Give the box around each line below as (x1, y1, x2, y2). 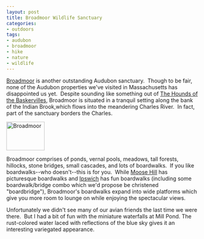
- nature (6, 54, 29, 61)
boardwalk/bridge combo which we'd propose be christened (6, 181, 159, 188)
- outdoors (6, 26, 34, 32)
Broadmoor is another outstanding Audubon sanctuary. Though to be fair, (6, 77, 192, 84)
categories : (6, 20, 37, 26)
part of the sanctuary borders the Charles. (6, 109, 113, 117)
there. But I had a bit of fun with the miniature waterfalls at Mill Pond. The (6, 212, 192, 220)
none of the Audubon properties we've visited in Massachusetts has (6, 83, 178, 90)
